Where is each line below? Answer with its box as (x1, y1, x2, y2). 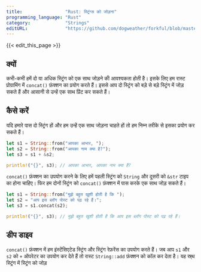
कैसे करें (6, 106, 29, 116)
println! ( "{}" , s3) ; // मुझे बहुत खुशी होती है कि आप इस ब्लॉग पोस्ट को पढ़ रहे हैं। (6, 214, 181, 220)
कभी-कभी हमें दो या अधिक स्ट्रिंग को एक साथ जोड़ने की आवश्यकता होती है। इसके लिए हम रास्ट (6, 75, 185, 82)
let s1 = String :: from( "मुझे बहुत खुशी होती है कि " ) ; (6, 191, 125, 197)
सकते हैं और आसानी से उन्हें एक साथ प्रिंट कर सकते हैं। (6, 88, 111, 95)
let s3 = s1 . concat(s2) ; (6, 203, 68, 209)
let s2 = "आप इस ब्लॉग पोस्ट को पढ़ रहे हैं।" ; (6, 197, 102, 203)
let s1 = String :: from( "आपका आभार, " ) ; (6, 140, 105, 146)
